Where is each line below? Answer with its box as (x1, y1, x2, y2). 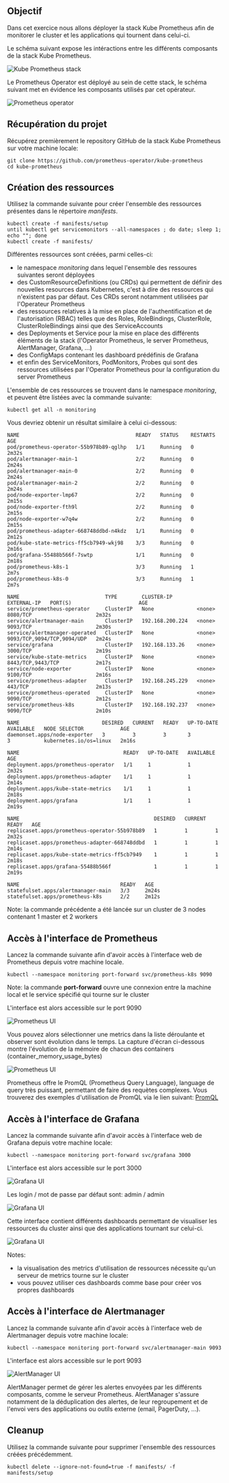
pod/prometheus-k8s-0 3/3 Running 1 (7, 575, 194, 583)
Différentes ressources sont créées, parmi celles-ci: (7, 250, 154, 259)
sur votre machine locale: (7, 144, 79, 152)
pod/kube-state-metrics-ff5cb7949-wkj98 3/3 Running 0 (7, 540, 194, 547)
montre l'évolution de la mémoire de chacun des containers (7, 1045, 174, 1054)
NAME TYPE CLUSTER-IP (7, 594, 173, 601)
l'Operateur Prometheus (16, 300, 85, 308)
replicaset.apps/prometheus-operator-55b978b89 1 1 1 (7, 827, 219, 834)
